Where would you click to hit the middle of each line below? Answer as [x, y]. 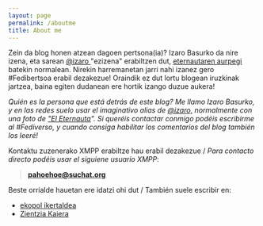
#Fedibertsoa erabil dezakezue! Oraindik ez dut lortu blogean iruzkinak [124, 78]
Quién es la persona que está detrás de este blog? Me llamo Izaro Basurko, [131, 102]
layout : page [30, 15]
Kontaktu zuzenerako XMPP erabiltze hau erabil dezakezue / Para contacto [131, 151]
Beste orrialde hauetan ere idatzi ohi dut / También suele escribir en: [120, 190]
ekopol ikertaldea [48, 205]
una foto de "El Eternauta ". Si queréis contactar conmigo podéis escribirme [131, 119]
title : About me [35, 30]
